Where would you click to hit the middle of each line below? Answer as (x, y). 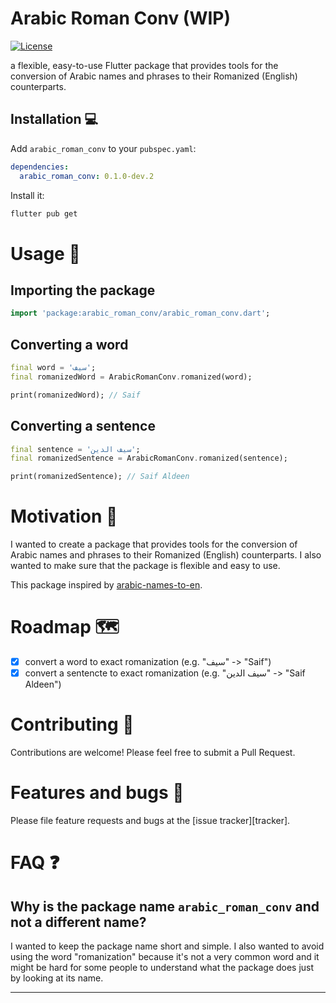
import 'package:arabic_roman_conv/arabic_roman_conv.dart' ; (140, 313)
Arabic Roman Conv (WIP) (121, 18)
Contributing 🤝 (72, 724)
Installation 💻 (54, 119)
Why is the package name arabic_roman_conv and (165, 906)
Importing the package (83, 290)
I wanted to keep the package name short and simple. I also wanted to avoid (167, 946)
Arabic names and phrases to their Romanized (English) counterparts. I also (166, 555)
